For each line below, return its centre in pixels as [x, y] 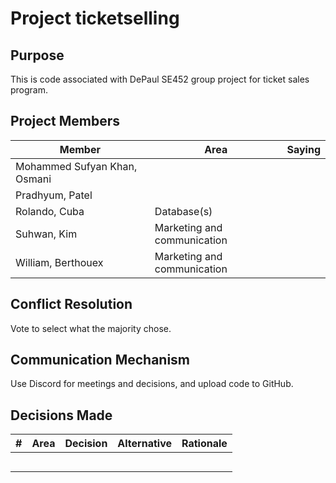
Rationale [204, 444]
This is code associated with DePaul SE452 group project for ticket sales [160, 79]
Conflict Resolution [71, 304]
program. [29, 90]
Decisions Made [61, 415]
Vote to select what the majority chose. [91, 328]
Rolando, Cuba [50, 211]
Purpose [37, 55]
